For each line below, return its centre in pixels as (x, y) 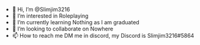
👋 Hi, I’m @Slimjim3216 (41, 9)
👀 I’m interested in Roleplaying (50, 16)
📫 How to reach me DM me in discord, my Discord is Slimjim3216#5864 (103, 36)
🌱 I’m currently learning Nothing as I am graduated (76, 22)
